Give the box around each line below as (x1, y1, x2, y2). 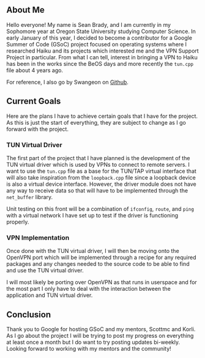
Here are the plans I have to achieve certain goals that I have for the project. (6, 112, 198, 120)
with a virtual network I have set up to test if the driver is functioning (6, 211, 179, 219)
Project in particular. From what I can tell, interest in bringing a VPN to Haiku (6, 53, 198, 60)
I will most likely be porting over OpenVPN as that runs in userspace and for (6, 279, 197, 286)
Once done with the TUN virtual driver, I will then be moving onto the (6, 247, 179, 255)
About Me (6, 5, 45, 15)
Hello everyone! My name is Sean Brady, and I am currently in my (6, 21, 171, 28)
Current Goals (6, 96, 61, 106)
